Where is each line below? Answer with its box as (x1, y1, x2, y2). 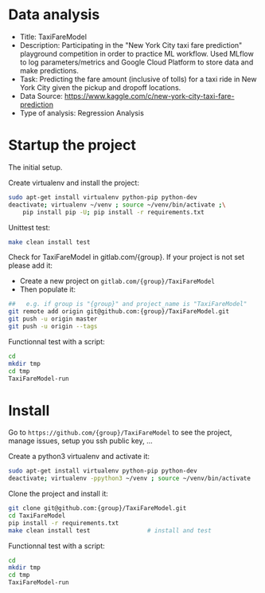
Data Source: (19, 91, 64, 100)
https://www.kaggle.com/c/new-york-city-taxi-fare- (64, 91, 235, 100)
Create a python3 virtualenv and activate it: (8, 452, 150, 461)
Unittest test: (8, 222, 50, 232)
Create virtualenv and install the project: (8, 178, 139, 187)
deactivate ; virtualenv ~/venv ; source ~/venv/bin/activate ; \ (8, 201, 226, 209)
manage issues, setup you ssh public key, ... (8, 436, 153, 446)
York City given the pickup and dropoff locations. (19, 82, 181, 92)
